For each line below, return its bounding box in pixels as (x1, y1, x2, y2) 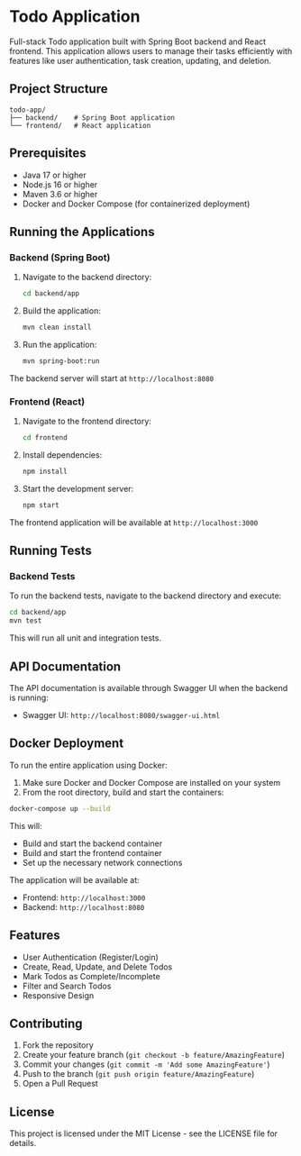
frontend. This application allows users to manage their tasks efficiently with (9, 45, 293, 56)
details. (9, 1138, 37, 1149)
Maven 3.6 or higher (22, 188, 98, 199)
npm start (22, 500, 60, 510)
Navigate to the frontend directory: (22, 416, 151, 427)
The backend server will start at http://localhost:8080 (9, 372, 214, 384)
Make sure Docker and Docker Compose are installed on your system (22, 777, 281, 787)
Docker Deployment (9, 736, 124, 751)
